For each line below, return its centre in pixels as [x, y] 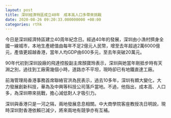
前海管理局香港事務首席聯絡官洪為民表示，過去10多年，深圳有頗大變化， [81, 80]
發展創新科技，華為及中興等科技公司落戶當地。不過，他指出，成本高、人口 [88, 87]
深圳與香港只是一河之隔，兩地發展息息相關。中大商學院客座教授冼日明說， [83, 104]
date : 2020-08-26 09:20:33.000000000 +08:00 [53, 19]
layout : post [19, 10]
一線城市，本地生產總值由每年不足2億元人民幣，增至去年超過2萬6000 [83, 46]
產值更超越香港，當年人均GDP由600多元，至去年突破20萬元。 [79, 52]
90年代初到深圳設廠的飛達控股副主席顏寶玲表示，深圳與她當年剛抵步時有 [82, 63]
